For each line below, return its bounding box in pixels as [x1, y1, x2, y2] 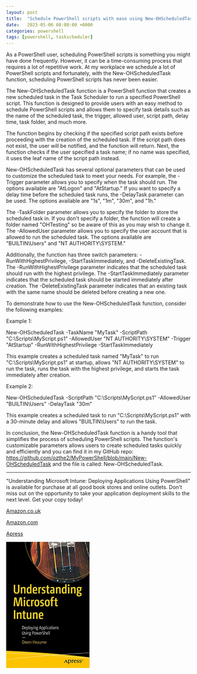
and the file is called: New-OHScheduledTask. [52, 460, 164, 468]
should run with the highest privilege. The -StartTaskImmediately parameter [6, 270, 189, 277]
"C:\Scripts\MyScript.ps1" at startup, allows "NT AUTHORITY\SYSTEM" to [6, 359, 185, 366]
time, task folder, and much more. [6, 118, 87, 126]
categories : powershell [6, 28, 64, 34]
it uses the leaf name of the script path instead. [6, 155, 120, 162]
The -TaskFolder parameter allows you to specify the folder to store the [6, 209, 178, 216]
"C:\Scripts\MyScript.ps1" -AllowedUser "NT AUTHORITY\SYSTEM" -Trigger [6, 335, 191, 343]
